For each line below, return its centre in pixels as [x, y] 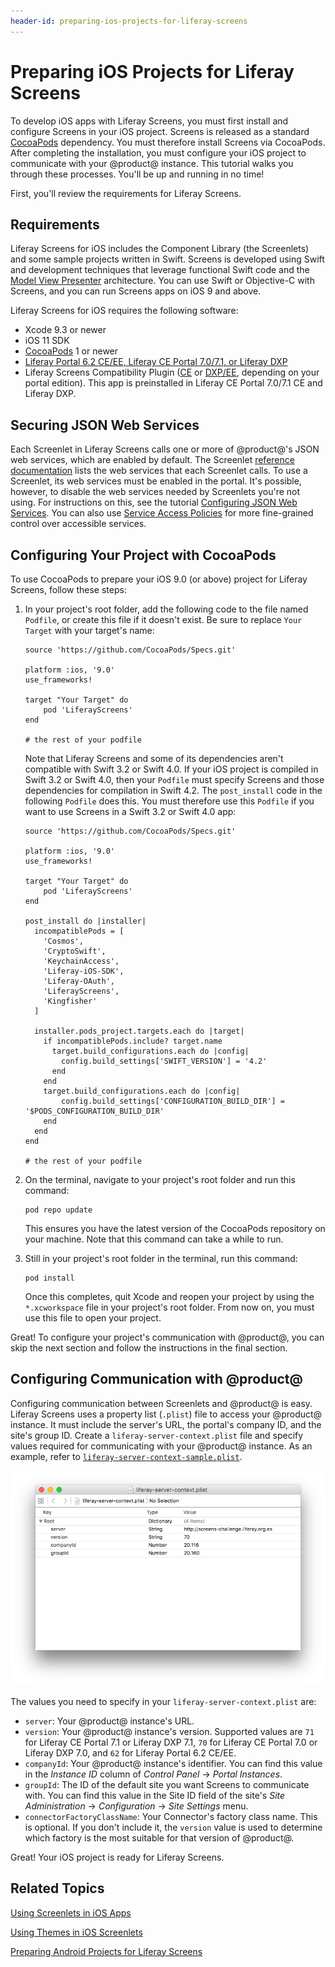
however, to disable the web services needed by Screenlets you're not [155, 492]
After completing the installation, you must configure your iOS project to [158, 152]
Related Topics [57, 1888]
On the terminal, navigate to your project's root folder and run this [160, 1179]
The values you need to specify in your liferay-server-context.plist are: [163, 1701]
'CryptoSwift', [75, 951]
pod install [49, 1278]
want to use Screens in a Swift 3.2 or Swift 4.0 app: [130, 811]
